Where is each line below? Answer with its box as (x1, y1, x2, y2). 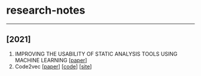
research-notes (6, 4, 86, 17)
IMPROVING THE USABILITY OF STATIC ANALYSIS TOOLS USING (14, 50, 178, 57)
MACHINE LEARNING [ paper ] (14, 56, 87, 64)
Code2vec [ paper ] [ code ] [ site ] (14, 63, 92, 70)
